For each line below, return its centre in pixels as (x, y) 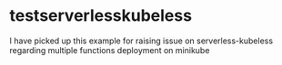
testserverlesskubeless (101, 16)
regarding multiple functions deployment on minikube (110, 50)
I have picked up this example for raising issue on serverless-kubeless (141, 41)
